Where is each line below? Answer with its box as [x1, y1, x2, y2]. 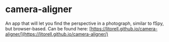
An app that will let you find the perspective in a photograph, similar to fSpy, [5, 20, 164, 26]
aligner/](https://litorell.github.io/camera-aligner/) [5, 31, 109, 37]
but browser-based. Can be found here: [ [5, 25, 91, 31]
